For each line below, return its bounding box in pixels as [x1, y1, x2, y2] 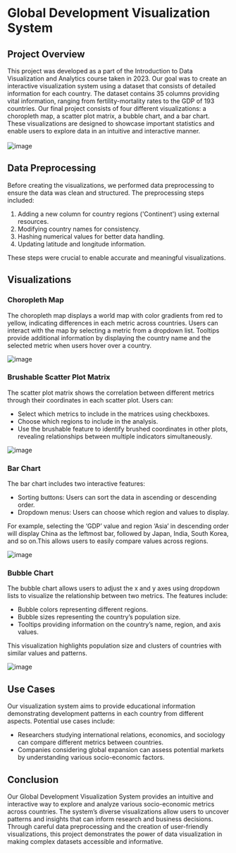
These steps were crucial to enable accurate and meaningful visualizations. [7, 253, 227, 262]
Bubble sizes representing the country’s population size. [17, 613, 181, 621]
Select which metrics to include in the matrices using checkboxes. [17, 410, 210, 418]
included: [7, 196, 35, 204]
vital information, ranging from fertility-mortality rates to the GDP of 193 [7, 97, 215, 105]
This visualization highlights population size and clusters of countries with [7, 641, 222, 650]
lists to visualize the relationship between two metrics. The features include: [7, 592, 228, 600]
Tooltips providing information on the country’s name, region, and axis [17, 620, 221, 629]
